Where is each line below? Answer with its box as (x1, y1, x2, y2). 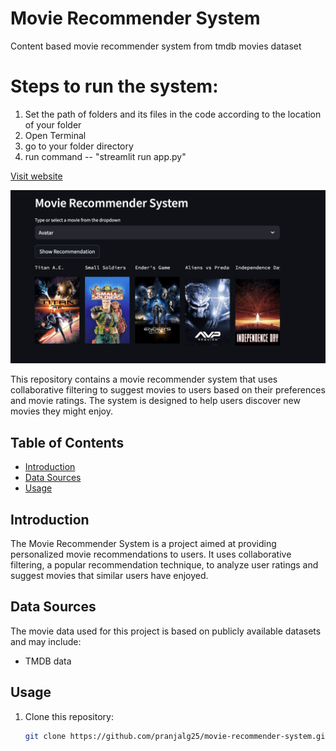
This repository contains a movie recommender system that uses (10, 373, 278, 386)
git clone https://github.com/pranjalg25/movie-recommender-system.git (24, 731, 330, 741)
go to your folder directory (24, 140, 134, 152)
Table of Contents (10, 434, 125, 451)
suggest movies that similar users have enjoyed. (10, 570, 209, 582)
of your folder (24, 118, 82, 131)
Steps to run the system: (10, 75, 219, 98)
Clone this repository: (24, 710, 114, 722)
